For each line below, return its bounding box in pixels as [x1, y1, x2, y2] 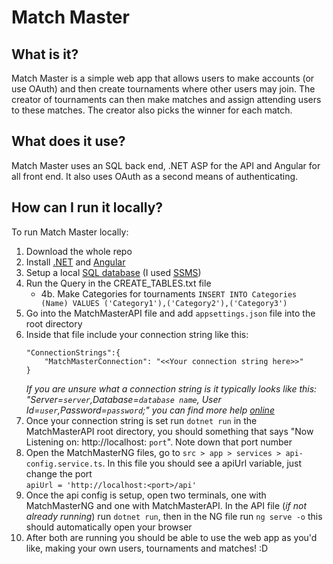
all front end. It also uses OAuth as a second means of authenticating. [11, 170, 299, 182]
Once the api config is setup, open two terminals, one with [25, 489, 267, 501]
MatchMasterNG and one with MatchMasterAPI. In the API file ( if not [25, 499, 308, 511]
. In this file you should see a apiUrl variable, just [102, 457, 303, 469]
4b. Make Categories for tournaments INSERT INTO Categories [40, 287, 298, 300]
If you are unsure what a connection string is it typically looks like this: [25, 382, 318, 395]
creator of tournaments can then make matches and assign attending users [11, 94, 322, 105]
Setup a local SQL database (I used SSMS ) [25, 266, 202, 278]
